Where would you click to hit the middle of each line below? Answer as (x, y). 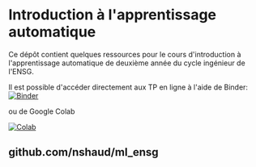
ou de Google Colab (42, 111)
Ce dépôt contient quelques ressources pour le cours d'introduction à (125, 54)
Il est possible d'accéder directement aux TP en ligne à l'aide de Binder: (128, 87)
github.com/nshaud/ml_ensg (84, 152)
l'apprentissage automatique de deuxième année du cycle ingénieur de (127, 63)
